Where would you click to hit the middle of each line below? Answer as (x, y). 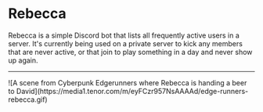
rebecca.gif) (28, 99)
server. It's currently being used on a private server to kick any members (125, 43)
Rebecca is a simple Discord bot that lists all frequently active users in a (124, 35)
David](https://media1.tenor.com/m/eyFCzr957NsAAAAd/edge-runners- (132, 91)
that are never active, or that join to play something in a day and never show (130, 52)
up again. (23, 60)
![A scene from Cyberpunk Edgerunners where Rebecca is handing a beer (128, 82)
